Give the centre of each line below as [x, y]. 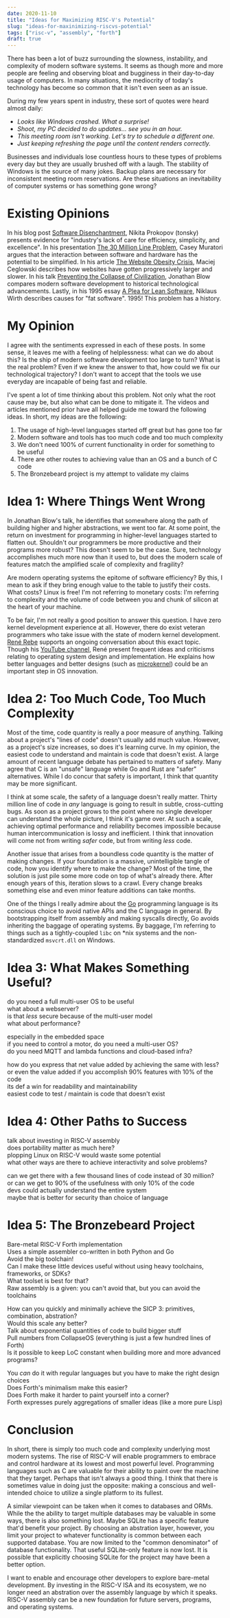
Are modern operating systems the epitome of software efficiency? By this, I [115, 577]
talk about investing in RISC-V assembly [64, 1140]
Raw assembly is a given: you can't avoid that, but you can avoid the [104, 1288]
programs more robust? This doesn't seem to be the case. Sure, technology [114, 549]
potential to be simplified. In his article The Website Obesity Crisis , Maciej [111, 262]
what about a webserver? [43, 1008]
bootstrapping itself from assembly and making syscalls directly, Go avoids [113, 918]
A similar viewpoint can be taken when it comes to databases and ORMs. [110, 1506]
